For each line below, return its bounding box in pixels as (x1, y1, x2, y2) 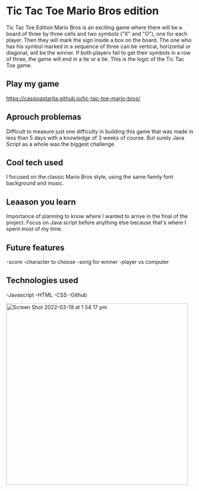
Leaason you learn (6, 197, 76, 207)
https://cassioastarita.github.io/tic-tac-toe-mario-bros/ (6, 95, 141, 102)
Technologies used (6, 275, 78, 286)
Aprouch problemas (6, 112, 82, 122)
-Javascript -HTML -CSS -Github (6, 291, 87, 298)
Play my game (6, 79, 59, 89)
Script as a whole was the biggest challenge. (6, 140, 116, 147)
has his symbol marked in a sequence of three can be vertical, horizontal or (6, 43, 191, 50)
